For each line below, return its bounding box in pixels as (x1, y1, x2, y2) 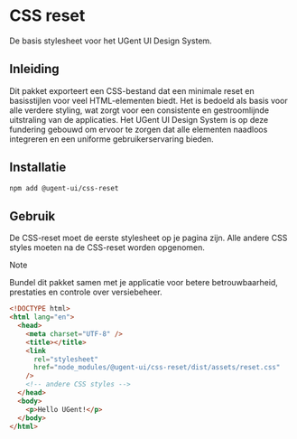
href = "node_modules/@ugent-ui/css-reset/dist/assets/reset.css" (32, 363, 281, 372)
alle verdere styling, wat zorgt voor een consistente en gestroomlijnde (9, 105, 269, 116)
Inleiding (9, 61, 60, 77)
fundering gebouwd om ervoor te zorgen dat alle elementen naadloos (9, 124, 268, 135)
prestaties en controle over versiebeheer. (9, 286, 162, 298)
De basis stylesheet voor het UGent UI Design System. (9, 35, 212, 46)
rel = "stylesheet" (32, 354, 99, 364)
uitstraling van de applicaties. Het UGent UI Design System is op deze (9, 114, 269, 125)
